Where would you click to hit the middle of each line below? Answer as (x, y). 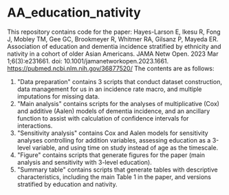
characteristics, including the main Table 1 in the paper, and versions (114, 176)
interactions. (35, 125)
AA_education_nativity (74, 13)
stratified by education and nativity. (67, 184)
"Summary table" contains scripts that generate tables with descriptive (117, 170)
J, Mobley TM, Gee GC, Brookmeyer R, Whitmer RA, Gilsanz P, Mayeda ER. (113, 39)
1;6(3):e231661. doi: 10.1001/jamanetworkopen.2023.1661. (88, 61)
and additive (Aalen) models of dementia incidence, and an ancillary (113, 111)
